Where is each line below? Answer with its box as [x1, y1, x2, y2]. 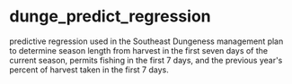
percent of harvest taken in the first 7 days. [9, 64, 169, 75]
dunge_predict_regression [9, 6, 211, 27]
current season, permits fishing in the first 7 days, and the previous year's [9, 55, 283, 65]
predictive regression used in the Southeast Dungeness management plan [9, 36, 284, 46]
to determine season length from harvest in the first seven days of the [9, 45, 268, 55]
